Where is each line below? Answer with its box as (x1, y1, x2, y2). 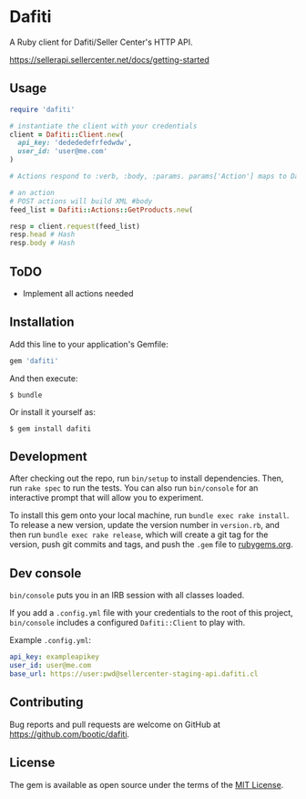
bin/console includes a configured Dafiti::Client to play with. (9, 617, 246, 628)
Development (9, 449, 88, 464)
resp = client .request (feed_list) (9, 222, 141, 231)
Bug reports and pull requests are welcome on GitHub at (9, 719, 221, 730)
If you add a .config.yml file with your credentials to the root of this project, (9, 607, 293, 618)
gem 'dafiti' (9, 356, 59, 366)
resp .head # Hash (9, 230, 76, 239)
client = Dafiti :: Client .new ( (9, 130, 125, 139)
